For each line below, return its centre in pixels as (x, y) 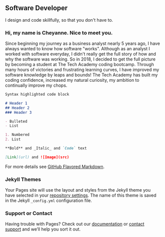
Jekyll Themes (23, 179)
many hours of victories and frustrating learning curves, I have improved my (82, 70)
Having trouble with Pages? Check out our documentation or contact (75, 224)
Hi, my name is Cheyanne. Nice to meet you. (59, 33)
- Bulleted (16, 121)
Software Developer (36, 8)
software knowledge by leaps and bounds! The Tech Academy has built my (82, 75)
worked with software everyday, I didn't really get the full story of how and (81, 54)
